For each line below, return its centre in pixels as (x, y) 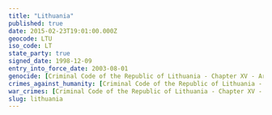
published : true (36, 23)
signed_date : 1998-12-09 (50, 62)
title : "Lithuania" (41, 16)
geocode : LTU (30, 38)
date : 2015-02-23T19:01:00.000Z (63, 31)
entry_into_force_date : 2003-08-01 (68, 69)
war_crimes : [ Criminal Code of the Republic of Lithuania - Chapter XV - (136, 91)
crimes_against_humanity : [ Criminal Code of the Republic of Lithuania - (136, 83)
